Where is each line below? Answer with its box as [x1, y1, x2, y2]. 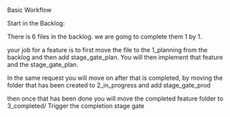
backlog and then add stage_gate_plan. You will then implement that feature [7, 53, 223, 61]
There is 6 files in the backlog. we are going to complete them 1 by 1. [7, 32, 202, 41]
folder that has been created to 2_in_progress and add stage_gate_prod [7, 81, 211, 89]
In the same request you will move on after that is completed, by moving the [7, 74, 223, 82]
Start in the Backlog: [7, 19, 66, 27]
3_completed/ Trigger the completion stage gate [7, 102, 145, 109]
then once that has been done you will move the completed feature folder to [7, 94, 224, 103]
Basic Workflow [7, 6, 52, 14]
